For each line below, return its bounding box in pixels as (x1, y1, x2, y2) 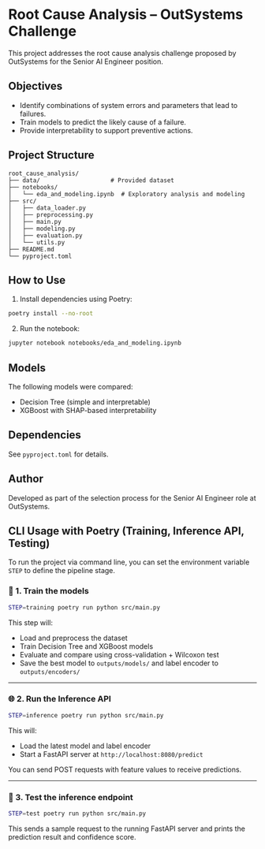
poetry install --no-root (8, 310, 93, 318)
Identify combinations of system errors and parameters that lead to (19, 100, 238, 110)
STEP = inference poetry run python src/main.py (8, 711, 164, 719)
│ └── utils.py (8, 238, 65, 246)
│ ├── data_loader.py (8, 203, 87, 212)
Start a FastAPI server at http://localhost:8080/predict (19, 749, 203, 758)
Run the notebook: (19, 324, 80, 333)
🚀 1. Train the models (8, 586, 89, 597)
